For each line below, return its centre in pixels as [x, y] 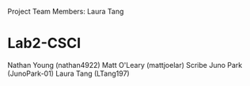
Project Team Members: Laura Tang [66, 11]
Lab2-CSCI [44, 43]
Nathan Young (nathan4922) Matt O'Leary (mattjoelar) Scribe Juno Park [125, 65]
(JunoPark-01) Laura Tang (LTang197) [68, 73]
